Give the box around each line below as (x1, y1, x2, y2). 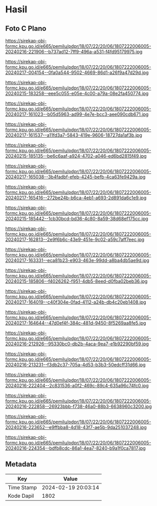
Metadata (5, 460, 37, 468)
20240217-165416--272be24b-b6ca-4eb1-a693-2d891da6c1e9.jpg (5, 195, 147, 201)
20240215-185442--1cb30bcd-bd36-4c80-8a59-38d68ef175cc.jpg (5, 216, 148, 221)
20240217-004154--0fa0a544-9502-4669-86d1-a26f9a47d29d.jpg (5, 69, 149, 76)
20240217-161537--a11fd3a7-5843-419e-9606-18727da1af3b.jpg (5, 132, 142, 138)
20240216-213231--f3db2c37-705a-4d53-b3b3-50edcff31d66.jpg (5, 362, 146, 368)
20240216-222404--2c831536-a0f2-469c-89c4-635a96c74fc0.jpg (5, 383, 149, 388)
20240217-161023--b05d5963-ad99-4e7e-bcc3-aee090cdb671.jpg (5, 111, 149, 117)
